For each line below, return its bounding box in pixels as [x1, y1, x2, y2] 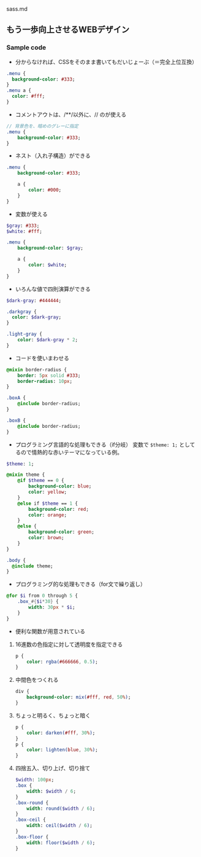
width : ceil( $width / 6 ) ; [26, 823, 93, 829]
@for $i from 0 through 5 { [6, 593, 78, 599]
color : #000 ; [28, 187, 62, 193]
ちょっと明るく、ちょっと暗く [15, 711, 91, 719]
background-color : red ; [28, 506, 89, 512]
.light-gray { [6, 331, 43, 338]
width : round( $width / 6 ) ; [26, 805, 96, 812]
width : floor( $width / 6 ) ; [26, 839, 96, 846]
